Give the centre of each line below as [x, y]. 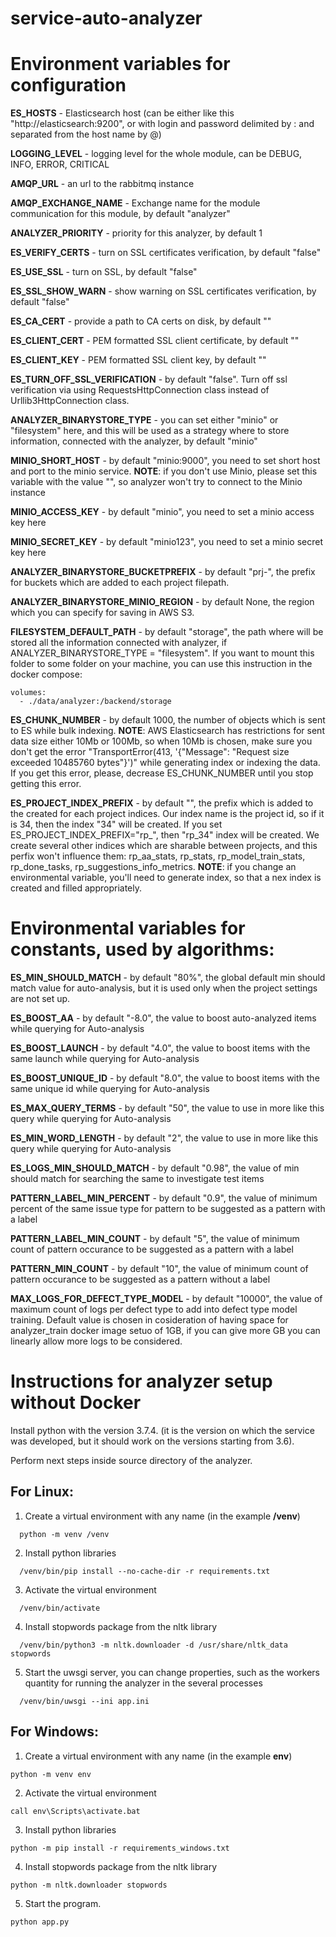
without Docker [76, 1403]
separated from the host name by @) [86, 134]
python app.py [40, 1922]
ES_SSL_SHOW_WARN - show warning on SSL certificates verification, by [163, 291]
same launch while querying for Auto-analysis [105, 1059]
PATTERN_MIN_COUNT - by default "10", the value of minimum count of [159, 1269]
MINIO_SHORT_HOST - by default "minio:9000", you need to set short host [165, 461]
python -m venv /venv [64, 1534]
